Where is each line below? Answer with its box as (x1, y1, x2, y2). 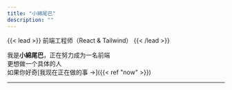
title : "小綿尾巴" (7, 10, 57, 17)
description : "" (7, 16, 54, 23)
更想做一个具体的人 (7, 59, 62, 67)
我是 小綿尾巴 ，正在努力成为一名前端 (7, 51, 110, 59)
